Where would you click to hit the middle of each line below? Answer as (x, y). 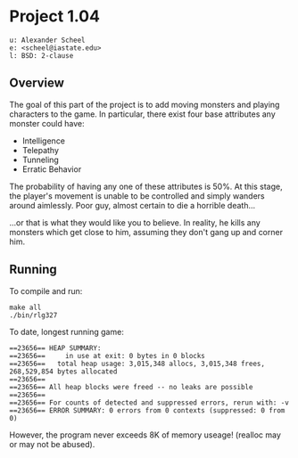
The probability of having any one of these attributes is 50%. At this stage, (146, 186)
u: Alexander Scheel (48, 40)
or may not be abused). (52, 444)
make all (25, 307)
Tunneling (41, 159)
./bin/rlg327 (33, 315)
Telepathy (41, 150)
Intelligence (43, 141)
